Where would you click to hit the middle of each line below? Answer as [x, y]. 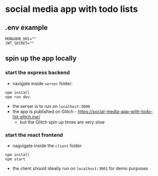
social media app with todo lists [72, 9]
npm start [15, 159]
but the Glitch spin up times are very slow [62, 122]
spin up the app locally [41, 58]
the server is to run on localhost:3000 [51, 106]
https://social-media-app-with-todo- [115, 111]
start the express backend [38, 73]
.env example [27, 28]
